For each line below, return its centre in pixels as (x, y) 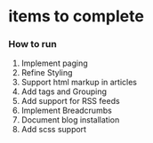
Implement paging (54, 63)
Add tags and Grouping (64, 91)
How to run (32, 44)
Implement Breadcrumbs (66, 111)
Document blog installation (70, 120)
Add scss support (53, 130)
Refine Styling (47, 73)
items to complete (76, 16)
